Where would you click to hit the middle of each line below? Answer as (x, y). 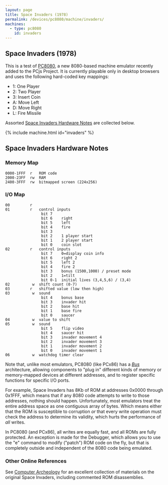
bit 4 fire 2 (58, 267)
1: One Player (26, 86)
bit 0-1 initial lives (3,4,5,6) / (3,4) (86, 280)
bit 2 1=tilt (58, 275)
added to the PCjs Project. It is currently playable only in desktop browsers (82, 71)
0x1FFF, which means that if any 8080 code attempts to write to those (77, 395)
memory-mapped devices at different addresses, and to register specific (80, 375)
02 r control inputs (38, 249)
